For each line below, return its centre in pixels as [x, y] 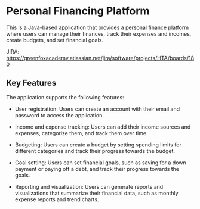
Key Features [31, 83]
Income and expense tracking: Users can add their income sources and [103, 127]
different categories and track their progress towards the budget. [95, 151]
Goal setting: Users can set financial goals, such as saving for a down [100, 163]
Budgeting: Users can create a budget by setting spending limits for [98, 145]
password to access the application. [59, 115]
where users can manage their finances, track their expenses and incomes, [99, 33]
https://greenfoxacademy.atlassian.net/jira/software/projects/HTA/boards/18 [100, 58]
